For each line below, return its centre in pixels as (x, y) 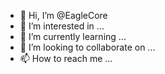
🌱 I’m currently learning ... (73, 36)
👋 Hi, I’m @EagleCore (63, 15)
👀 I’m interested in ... (62, 26)
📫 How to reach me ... (66, 58)
